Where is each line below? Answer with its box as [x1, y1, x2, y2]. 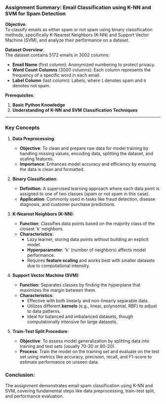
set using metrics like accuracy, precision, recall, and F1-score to [19, 353, 152, 359]
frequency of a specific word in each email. [12, 72, 101, 78]
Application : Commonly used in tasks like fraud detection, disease [19, 196, 156, 202]
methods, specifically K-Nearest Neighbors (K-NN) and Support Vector [5, 32, 149, 38]
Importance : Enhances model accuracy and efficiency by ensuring [19, 161, 156, 167]
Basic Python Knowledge [12, 102, 65, 108]
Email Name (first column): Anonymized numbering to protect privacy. [12, 61, 156, 68]
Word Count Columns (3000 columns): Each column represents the [12, 67, 151, 73]
